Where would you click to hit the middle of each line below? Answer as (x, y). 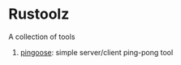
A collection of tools (42, 37)
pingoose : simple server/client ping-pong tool (97, 52)
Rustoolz (39, 14)
